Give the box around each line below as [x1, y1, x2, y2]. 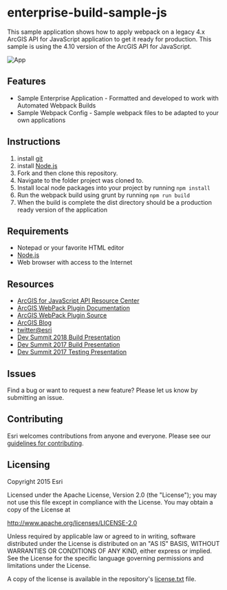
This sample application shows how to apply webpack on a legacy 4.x [7, 28, 205, 36]
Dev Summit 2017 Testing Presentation [17, 348, 127, 356]
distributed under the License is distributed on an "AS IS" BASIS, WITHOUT [7, 539, 220, 547]
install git [17, 154, 43, 163]
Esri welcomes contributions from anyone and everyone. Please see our [7, 431, 211, 440]
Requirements [7, 225, 69, 237]
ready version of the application [17, 205, 108, 214]
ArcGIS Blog [17, 318, 52, 327]
